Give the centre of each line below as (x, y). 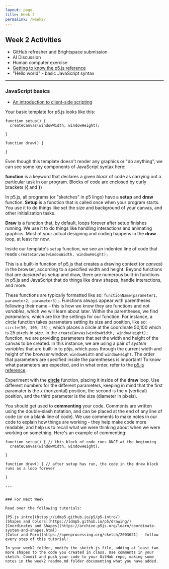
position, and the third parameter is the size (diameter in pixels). (71, 396)
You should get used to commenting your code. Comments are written (79, 406)
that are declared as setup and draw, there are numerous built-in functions (82, 275)
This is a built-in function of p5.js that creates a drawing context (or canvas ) (84, 264)
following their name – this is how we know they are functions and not (77, 306)
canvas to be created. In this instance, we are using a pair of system (76, 343)
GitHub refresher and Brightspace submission (60, 52)
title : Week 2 (20, 15)
